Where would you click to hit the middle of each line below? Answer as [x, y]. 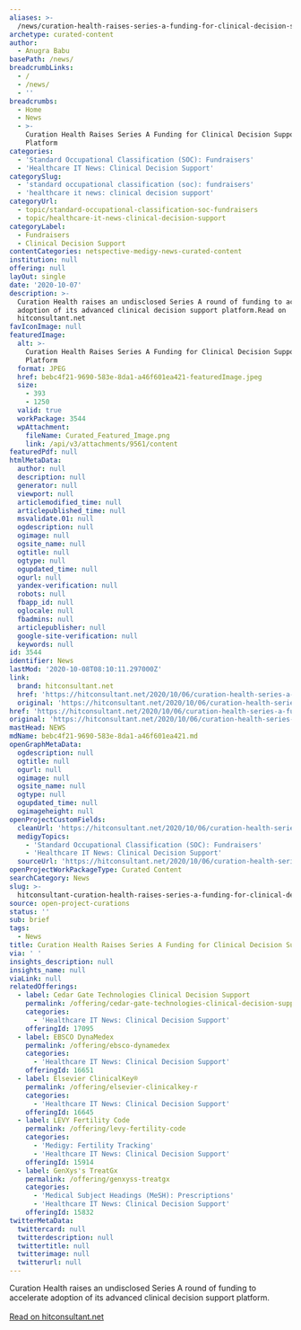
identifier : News [42, 661]
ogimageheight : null [56, 811]
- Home [30, 110]
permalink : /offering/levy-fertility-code [106, 1129]
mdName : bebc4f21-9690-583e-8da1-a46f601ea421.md [104, 736]
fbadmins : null [46, 619]
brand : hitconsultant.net [66, 686]
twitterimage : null [54, 1255]
